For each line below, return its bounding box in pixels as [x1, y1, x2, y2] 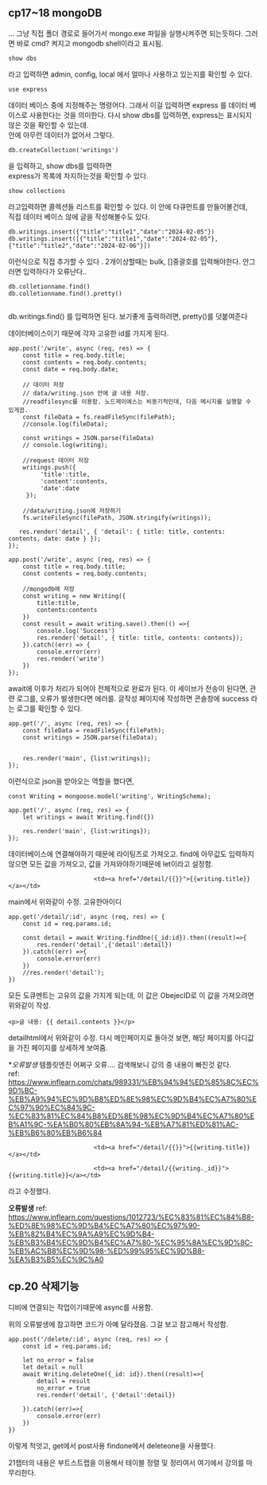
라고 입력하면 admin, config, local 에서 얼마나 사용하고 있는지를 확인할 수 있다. [8, 69, 253, 79]
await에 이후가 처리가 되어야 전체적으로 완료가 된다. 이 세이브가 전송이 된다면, [8, 683, 248, 693]
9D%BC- [8, 1086, 38, 1095]
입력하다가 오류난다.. [22, 266, 87, 276]
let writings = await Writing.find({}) [22, 813, 155, 821]
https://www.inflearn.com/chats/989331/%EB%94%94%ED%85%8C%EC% [8, 1077, 259, 1086]
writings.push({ [22, 463, 77, 471]
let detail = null [22, 1363, 83, 1371]
